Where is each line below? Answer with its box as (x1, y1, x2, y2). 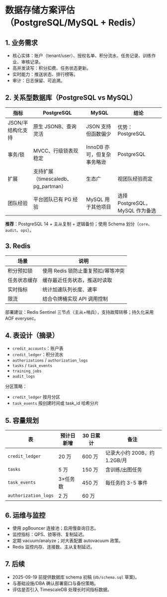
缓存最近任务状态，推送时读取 (42, 276, 113, 283)
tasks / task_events (12, 363, 53, 369)
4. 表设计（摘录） (5, 331, 59, 340)
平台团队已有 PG (33, 196, 72, 202)
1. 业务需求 (5, 38, 38, 47)
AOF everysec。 (5, 315, 39, 321)
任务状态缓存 (7, 276, 38, 283)
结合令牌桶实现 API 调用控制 (42, 295, 108, 302)
